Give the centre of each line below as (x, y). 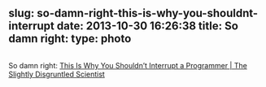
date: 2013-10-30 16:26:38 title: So (147, 26)
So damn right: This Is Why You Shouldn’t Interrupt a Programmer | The (128, 65)
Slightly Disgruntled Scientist (57, 74)
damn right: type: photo (70, 39)
